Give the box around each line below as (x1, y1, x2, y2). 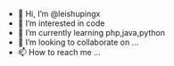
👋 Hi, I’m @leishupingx (17, 9, 101, 19)
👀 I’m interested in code (17, 18, 105, 29)
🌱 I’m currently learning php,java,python (17, 28, 165, 37)
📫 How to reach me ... (17, 47, 101, 57)
